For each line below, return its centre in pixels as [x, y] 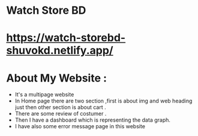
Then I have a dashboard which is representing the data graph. [93, 120]
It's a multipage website [44, 95]
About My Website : [56, 78]
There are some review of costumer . [61, 114]
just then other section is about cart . [60, 107]
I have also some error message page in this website [80, 126]
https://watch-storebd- [66, 38]
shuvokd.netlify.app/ [60, 51]
